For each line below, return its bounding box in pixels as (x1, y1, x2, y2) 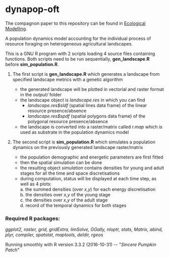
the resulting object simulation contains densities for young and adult (20, 165, 164, 171)
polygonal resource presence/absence (27, 118, 108, 124)
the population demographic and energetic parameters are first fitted (20, 154, 163, 160)
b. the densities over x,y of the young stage (20, 191, 111, 197)
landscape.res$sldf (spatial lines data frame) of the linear (27, 102, 147, 108)
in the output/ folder (20, 91, 62, 97)
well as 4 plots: (20, 181, 52, 187)
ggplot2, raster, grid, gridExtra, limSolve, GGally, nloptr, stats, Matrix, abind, (5, 226, 163, 233)
